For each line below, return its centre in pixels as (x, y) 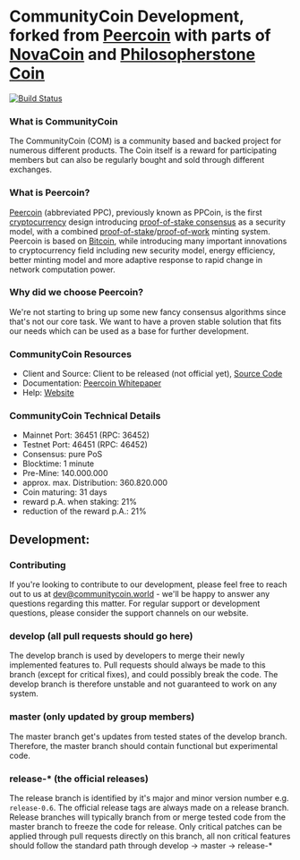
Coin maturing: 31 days (64, 492)
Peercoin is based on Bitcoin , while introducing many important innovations (148, 241)
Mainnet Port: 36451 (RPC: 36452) (86, 435)
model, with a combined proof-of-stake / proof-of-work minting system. (140, 231)
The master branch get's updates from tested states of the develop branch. (149, 737)
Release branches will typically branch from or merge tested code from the (148, 817)
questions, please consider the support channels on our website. (129, 613)
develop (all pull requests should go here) (101, 636)
